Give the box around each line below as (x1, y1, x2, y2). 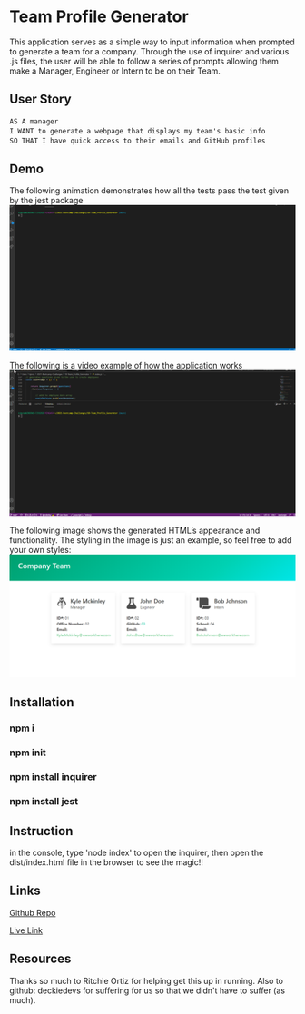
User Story (9, 92, 72, 107)
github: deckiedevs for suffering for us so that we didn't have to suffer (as (9, 985, 286, 996)
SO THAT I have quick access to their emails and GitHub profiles (9, 136, 266, 145)
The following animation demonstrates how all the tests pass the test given (9, 185, 289, 196)
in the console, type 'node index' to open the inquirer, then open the (9, 847, 264, 858)
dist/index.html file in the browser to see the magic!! (9, 856, 204, 868)
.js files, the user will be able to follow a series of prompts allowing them (9, 55, 280, 66)
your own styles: (9, 545, 72, 556)
